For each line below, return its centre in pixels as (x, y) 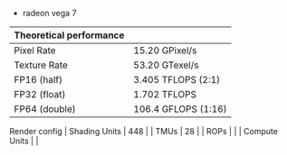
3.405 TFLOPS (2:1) (177, 80)
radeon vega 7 (49, 13)
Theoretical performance (69, 35)
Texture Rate (41, 65)
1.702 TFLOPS (165, 94)
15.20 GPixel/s (165, 50)
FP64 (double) (45, 109)
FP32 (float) (40, 94)
